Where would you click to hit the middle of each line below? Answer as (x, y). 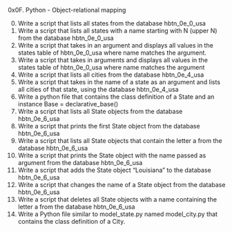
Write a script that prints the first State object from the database (109, 126)
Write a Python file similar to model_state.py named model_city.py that (118, 214)
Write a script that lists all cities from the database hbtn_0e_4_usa (111, 75)
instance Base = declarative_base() (68, 104)
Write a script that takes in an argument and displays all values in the (115, 45)
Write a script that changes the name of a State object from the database (122, 185)
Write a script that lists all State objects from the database (100, 111)
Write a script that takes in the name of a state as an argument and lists (119, 82)
